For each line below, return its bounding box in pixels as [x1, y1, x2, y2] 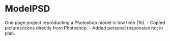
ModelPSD [5, 3, 50, 14]
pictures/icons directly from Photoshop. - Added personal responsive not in [5, 24, 163, 30]
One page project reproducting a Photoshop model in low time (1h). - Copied [5, 19, 165, 25]
